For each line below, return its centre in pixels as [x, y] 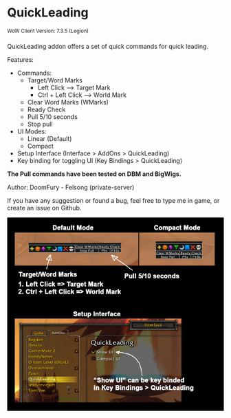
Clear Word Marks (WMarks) [68, 102]
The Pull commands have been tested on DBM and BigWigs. [95, 174]
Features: [21, 59]
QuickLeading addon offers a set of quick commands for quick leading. [108, 46]
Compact [40, 146]
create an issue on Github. [44, 208]
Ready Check [46, 109]
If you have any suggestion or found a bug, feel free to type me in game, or [113, 200]
